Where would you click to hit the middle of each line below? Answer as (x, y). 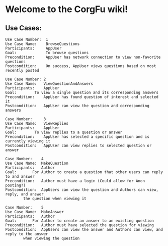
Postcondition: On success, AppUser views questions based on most (81, 66)
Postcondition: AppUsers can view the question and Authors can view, (82, 190)
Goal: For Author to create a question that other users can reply (84, 172)
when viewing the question (52, 238)
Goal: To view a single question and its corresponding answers (82, 92)
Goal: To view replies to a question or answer (64, 132)
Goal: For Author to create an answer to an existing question (80, 221)
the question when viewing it (55, 199)
